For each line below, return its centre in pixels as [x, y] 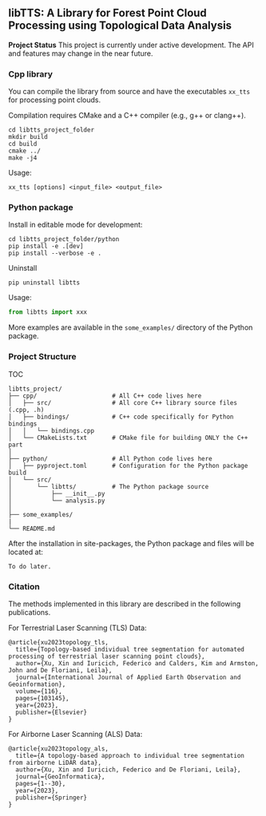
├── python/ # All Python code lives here [111, 458]
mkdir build [28, 137]
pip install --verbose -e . [55, 254]
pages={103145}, [42, 698]
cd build [23, 144]
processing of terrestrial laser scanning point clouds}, [107, 656]
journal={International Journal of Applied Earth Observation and [128, 677]
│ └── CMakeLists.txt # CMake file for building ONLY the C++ [128, 438]
